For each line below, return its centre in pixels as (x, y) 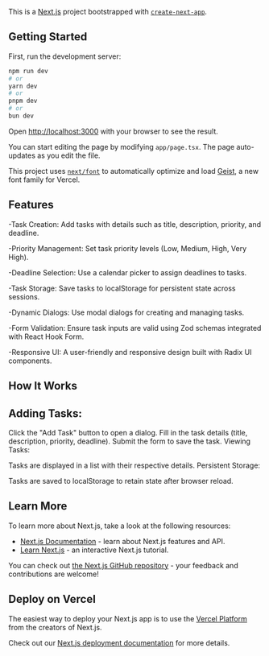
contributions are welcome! (54, 574)
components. (30, 361)
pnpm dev (23, 101)
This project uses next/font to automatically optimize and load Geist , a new (134, 171)
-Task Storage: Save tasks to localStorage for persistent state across (122, 288)
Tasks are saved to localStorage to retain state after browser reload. (121, 481)
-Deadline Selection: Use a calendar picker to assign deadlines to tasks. (128, 272)
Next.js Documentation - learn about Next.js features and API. (122, 541)
